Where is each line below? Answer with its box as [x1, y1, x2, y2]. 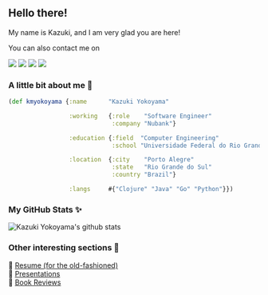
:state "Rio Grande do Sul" [111, 163, 213, 171]
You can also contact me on [8, 43, 100, 53]
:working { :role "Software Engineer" [69, 112, 213, 120]
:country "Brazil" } [111, 171, 177, 179]
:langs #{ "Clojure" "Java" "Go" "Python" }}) [69, 185, 234, 193]
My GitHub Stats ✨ [8, 204, 82, 215]
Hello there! [8, 6, 68, 20]
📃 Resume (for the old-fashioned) [8, 260, 118, 270]
